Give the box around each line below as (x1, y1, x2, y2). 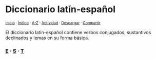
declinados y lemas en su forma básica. (5, 35, 89, 41)
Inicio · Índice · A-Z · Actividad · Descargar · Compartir (5, 20, 101, 25)
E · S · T (5, 47, 25, 54)
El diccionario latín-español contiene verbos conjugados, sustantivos (5, 29, 151, 35)
